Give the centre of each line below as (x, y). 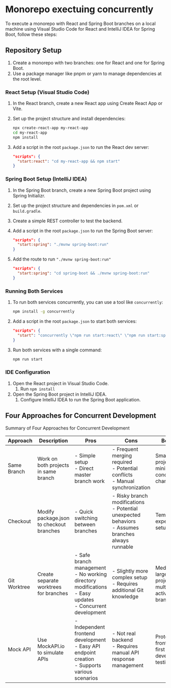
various (83, 672)
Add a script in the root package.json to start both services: (75, 321)
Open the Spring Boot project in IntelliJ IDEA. (60, 394)
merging (122, 455)
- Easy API (88, 646)
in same (47, 471)
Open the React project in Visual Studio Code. (61, 383)
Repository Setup (34, 50)
